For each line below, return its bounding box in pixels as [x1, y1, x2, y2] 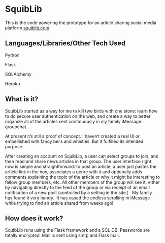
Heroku [5, 81, 20, 86]
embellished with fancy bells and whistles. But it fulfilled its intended [5, 138, 144, 144]
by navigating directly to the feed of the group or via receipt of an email [5, 184, 150, 190]
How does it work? [5, 214, 64, 222]
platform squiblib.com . [5, 25, 51, 30]
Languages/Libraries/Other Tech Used [5, 39, 126, 48]
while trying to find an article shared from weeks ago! [5, 200, 114, 206]
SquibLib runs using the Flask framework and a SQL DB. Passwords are [5, 227, 150, 233]
